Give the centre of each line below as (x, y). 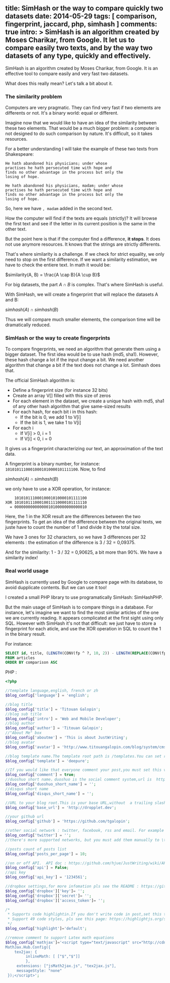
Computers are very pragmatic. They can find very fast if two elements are (83, 108)
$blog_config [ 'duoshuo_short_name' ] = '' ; (51, 784)
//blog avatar (20, 742)
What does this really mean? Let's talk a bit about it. (59, 83)
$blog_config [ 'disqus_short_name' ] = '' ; (50, 794)
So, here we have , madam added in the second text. (59, 209)
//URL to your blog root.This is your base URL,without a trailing (79, 803)
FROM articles (20, 658)
